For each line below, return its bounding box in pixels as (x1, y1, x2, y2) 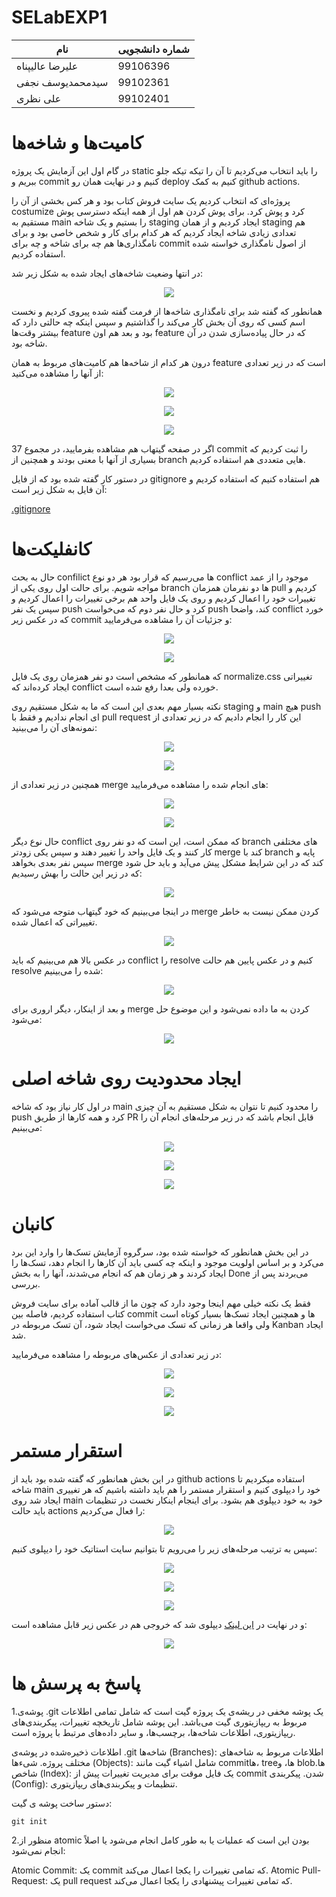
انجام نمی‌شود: (11, 1844, 66, 1856)
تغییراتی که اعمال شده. (11, 916, 98, 928)
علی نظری (16, 91, 62, 105)
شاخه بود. (11, 337, 48, 349)
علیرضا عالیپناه (16, 59, 79, 73)
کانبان (11, 1212, 54, 1235)
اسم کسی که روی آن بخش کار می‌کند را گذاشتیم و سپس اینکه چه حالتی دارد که (11, 316, 306, 328)
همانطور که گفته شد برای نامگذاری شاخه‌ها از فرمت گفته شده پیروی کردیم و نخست (11, 305, 323, 317)
